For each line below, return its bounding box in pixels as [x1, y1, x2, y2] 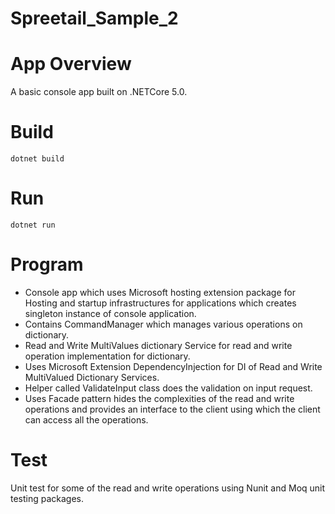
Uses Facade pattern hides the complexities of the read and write [24, 392, 295, 404]
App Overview [10, 53, 132, 76]
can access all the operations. [24, 413, 149, 426]
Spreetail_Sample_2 [10, 7, 179, 30]
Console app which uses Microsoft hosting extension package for [24, 286, 296, 298]
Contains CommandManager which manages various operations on [24, 318, 303, 330]
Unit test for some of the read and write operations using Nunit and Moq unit [10, 482, 326, 494]
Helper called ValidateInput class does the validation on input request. [24, 382, 313, 394]
